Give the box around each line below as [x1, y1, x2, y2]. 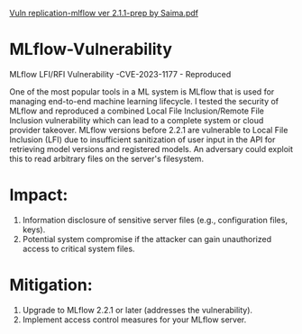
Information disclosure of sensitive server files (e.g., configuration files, [22, 214, 288, 225]
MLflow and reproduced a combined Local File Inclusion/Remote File [9, 105, 264, 116]
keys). [22, 224, 46, 235]
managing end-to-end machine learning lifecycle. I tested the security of [9, 95, 279, 106]
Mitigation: [9, 275, 93, 295]
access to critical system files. [22, 243, 135, 254]
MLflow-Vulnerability [9, 40, 173, 59]
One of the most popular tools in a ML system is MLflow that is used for [9, 86, 275, 97]
